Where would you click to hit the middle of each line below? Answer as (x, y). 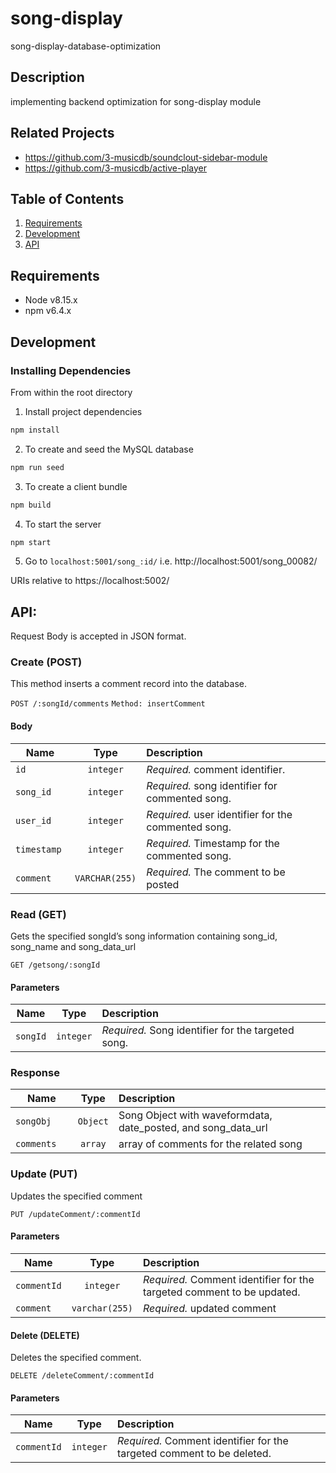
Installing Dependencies (71, 370)
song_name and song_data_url (73, 946)
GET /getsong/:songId (55, 965)
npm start (31, 542)
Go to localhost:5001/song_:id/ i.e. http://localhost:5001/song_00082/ (171, 561)
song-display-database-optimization (86, 46)
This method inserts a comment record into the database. (128, 684)
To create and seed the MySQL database (109, 449)
